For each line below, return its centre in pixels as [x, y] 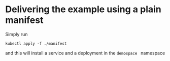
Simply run [16, 34]
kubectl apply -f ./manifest [36, 43]
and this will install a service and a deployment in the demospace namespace [85, 53]
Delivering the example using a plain [83, 9]
